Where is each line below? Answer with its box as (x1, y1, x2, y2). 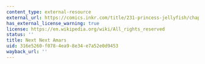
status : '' (6, 32, 34, 38)
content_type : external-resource (6, 9, 92, 15)
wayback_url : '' (6, 49, 48, 55)
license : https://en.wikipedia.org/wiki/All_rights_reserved (6, 26, 165, 32)
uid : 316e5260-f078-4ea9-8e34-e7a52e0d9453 (6, 43, 119, 49)
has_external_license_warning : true (6, 20, 99, 26)
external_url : (6, 15, 43, 21)
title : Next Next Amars (6, 37, 67, 43)
